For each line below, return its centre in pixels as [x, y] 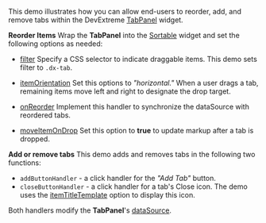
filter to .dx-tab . [46, 67]
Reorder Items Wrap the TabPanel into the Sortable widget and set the [124, 35]
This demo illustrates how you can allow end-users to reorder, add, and [125, 12]
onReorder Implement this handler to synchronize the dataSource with [135, 107]
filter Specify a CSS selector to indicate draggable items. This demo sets [139, 59]
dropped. [35, 139]
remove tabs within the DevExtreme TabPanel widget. [96, 20]
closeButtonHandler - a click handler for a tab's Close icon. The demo [133, 186]
